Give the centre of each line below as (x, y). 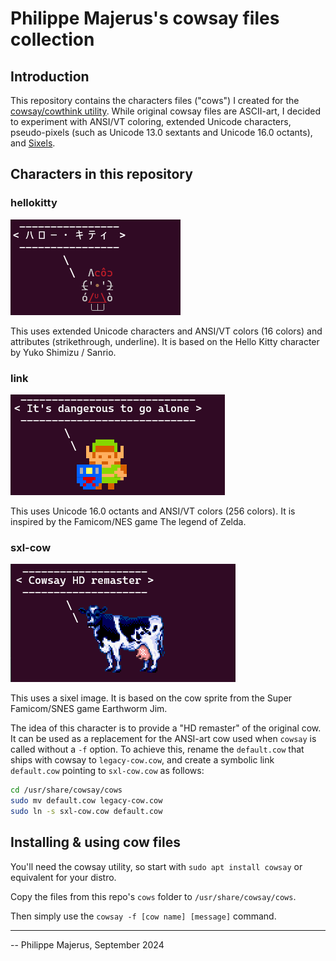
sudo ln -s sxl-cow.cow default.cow (86, 812)
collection (52, 39)
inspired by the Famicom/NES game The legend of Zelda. (128, 521)
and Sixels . (33, 143)
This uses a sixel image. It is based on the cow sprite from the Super (151, 698)
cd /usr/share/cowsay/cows (66, 790)
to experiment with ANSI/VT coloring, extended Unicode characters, (151, 121)
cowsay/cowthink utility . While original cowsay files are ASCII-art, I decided (165, 111)
